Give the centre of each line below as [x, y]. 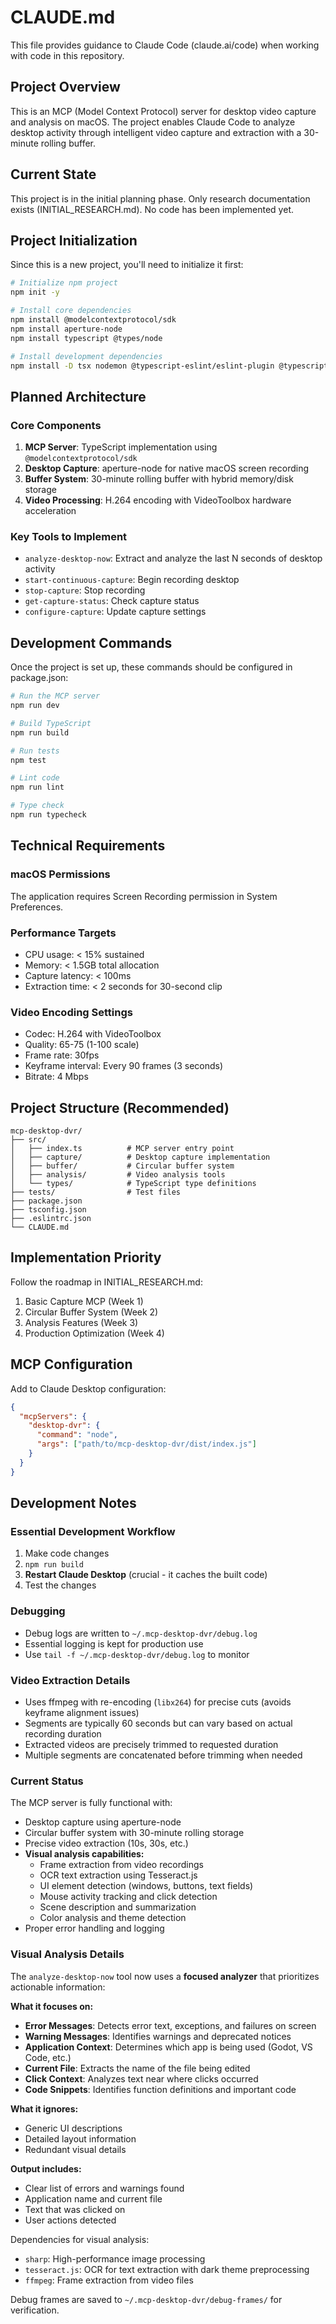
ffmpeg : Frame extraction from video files [109, 2280]
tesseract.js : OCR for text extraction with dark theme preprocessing [167, 2269]
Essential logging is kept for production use [114, 1643]
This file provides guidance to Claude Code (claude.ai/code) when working [165, 45]
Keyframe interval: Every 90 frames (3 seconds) [124, 1066]
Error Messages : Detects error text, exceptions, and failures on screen [170, 2025]
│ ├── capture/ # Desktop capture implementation [140, 1157]
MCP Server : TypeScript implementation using [121, 447]
